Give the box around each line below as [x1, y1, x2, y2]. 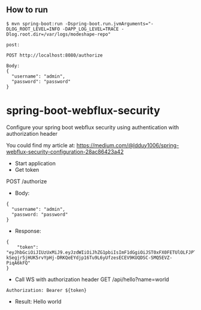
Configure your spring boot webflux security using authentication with [6, 123, 179, 131]
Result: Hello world [14, 297, 62, 305]
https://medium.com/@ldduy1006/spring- [77, 141, 179, 149]
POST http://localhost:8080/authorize [6, 52, 103, 58]
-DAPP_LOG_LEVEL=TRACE [62, 26, 119, 32]
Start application [14, 159, 56, 167]
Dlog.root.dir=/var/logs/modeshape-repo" [6, 31, 111, 37]
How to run [6, 5, 48, 15]
